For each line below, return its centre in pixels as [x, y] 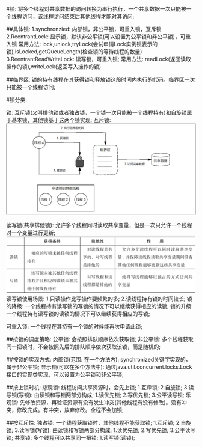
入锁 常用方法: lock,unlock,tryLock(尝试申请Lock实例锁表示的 [82, 44]
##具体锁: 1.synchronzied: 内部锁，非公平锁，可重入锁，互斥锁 [84, 29]
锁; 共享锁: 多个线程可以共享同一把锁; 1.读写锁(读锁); [71, 438]
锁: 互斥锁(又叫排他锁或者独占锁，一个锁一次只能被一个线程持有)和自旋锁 [97, 112]
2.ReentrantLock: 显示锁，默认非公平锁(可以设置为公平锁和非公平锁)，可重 [99, 37]
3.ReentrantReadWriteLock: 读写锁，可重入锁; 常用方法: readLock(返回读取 [99, 59]
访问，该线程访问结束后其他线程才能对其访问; [78, 16]
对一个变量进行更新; [31, 233]
